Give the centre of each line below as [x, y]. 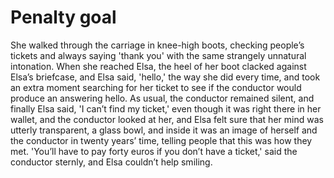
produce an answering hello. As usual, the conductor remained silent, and [162, 98]
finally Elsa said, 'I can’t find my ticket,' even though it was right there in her [166, 108]
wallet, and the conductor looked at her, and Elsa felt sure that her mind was [167, 119]
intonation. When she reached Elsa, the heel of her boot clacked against [158, 66]
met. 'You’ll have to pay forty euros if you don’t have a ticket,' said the [154, 151]
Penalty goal [63, 17]
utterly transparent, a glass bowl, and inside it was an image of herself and [164, 130]
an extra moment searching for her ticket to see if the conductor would [156, 87]
